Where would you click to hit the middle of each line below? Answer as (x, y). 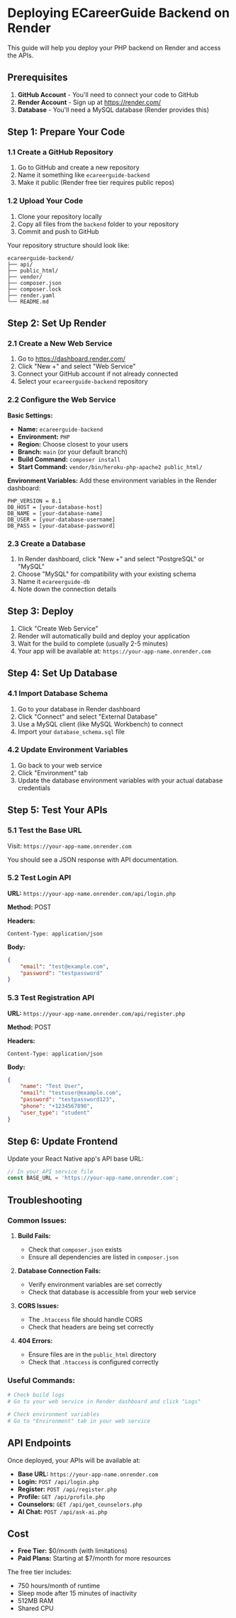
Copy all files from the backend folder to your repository (98, 224)
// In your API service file (50, 1172)
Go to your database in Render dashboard (79, 709)
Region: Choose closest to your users (73, 444)
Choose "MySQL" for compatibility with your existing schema (107, 574)
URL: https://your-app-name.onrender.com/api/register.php (96, 1013)
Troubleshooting (45, 1200)
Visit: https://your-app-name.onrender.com (69, 845)
